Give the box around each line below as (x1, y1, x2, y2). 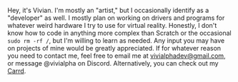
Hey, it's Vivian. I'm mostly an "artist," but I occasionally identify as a (7, 6, 209, 14)
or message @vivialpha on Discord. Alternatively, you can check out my (7, 59, 219, 67)
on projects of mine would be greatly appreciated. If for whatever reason (7, 44, 222, 52)
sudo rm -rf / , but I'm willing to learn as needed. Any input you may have (7, 36, 225, 45)
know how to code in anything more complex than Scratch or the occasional (7, 29, 232, 37)
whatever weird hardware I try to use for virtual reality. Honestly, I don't (7, 21, 217, 29)
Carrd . (7, 67, 26, 75)
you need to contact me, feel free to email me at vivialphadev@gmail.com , (7, 51, 227, 60)
